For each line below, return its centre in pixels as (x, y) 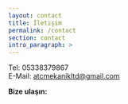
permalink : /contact (43, 30)
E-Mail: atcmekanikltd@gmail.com (64, 76)
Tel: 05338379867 (39, 67)
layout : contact (35, 15)
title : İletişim (35, 23)
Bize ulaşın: (28, 91)
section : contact (37, 38)
